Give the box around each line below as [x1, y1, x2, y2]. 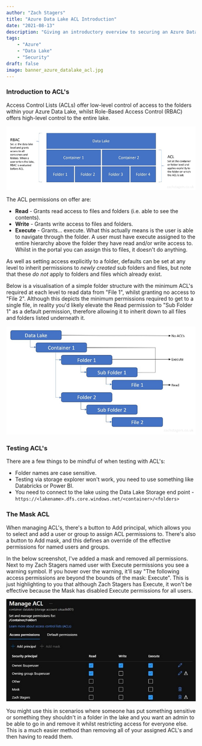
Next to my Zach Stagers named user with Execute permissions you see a [6, 561, 189, 569]
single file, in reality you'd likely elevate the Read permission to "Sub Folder [6, 301, 193, 308]
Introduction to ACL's [6, 88, 70, 96]
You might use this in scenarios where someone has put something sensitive [6, 707, 196, 715]
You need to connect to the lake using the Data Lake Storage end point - [14, 489, 194, 496]
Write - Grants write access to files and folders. [14, 220, 133, 228]
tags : [6, 35, 20, 42]
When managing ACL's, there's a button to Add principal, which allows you [6, 524, 191, 531]
